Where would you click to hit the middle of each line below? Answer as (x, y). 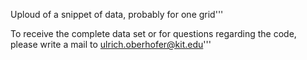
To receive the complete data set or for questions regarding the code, (153, 33)
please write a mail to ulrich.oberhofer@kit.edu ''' (111, 44)
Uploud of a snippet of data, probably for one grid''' (117, 14)
